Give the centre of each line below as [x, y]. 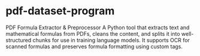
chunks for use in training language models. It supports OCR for [111, 40]
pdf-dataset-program [60, 11]
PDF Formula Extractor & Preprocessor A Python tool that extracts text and [98, 27]
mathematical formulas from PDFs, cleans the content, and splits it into [93, 33]
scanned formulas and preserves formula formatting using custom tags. [94, 46]
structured [19, 40]
